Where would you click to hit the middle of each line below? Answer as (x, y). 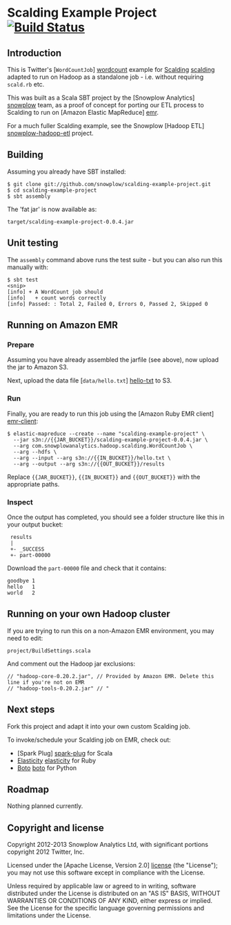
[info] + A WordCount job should (55, 292)
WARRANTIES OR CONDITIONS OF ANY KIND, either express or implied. (110, 901)
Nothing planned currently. (45, 806)
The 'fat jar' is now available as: (52, 209)
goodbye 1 (21, 580)
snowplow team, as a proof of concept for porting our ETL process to (106, 105)
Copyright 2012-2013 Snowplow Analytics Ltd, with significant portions (108, 845)
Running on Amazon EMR (63, 326)
